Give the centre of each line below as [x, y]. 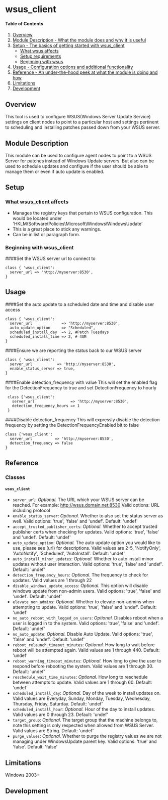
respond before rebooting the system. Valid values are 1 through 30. [83, 666]
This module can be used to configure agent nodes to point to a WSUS [78, 156]
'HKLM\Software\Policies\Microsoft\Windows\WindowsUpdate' [77, 224]
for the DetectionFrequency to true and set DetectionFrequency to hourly [81, 387]
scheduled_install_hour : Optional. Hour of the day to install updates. [84, 709]
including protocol [31, 510]
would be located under [37, 218]
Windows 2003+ [23, 775]
